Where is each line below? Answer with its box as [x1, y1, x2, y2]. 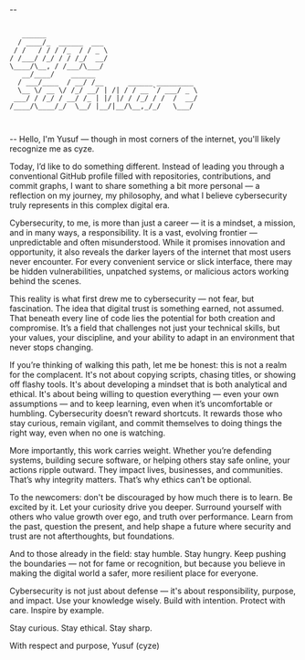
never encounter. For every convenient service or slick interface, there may [9, 257, 293, 267]
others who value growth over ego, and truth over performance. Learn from [9, 511, 294, 522]
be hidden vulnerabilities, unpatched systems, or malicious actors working [9, 266, 289, 277]
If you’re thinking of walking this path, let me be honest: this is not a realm [9, 360, 288, 370]
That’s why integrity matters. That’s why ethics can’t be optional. [9, 475, 252, 485]
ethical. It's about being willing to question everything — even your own [9, 389, 279, 399]
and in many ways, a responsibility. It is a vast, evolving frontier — [9, 227, 258, 237]
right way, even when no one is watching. [9, 427, 166, 438]
